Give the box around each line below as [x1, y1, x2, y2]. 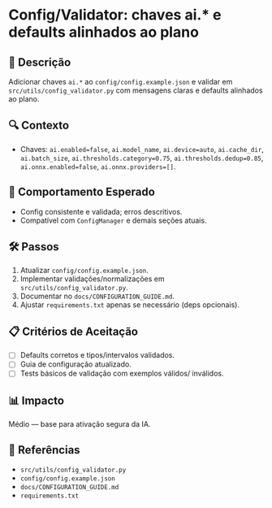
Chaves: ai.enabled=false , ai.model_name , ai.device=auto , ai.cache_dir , [19, 144, 264, 154]
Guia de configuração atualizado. [19, 359, 132, 369]
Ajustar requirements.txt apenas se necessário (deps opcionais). [19, 300, 240, 310]
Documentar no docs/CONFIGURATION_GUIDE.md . [19, 291, 175, 302]
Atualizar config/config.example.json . [19, 266, 149, 276]
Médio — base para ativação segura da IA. [8, 419, 151, 429]
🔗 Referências [8, 443, 80, 457]
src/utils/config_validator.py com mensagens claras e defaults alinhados [8, 85, 263, 95]
